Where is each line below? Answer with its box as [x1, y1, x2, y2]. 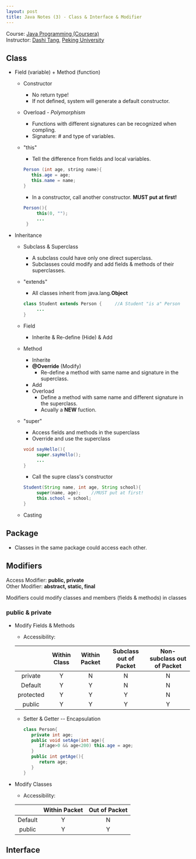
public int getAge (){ [31, 754, 84, 760]
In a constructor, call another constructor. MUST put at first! [32, 194, 177, 201]
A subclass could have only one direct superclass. [32, 255, 153, 262]
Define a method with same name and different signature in [40, 393, 184, 401]
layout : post [6, 8, 38, 15]
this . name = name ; [31, 178, 76, 184]
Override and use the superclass [32, 435, 111, 442]
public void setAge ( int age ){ [31, 737, 105, 743]
